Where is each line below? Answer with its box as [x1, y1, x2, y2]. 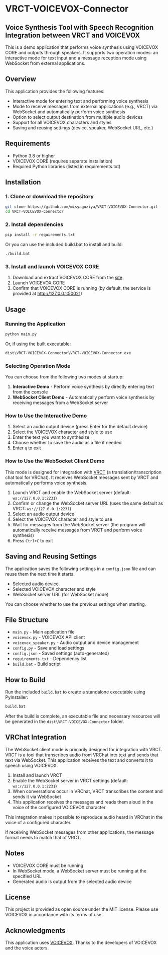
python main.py [5, 332, 37, 337]
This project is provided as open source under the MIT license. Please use [5, 906, 159, 912]
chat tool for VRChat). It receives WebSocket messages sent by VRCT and [5, 474, 159, 481]
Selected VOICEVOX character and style [12, 586, 96, 592]
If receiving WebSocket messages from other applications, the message [5, 829, 154, 835]
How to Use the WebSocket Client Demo [5, 457, 105, 464]
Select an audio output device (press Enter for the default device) [12, 424, 148, 430]
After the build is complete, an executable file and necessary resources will [5, 713, 160, 720]
